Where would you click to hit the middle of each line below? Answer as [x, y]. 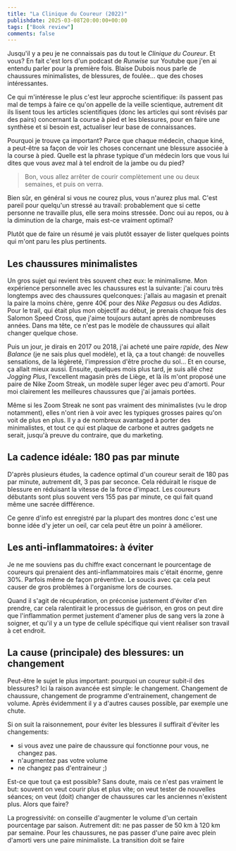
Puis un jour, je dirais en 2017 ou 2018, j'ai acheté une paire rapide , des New [118, 347]
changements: [28, 732]
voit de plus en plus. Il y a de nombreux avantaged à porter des [99, 421]
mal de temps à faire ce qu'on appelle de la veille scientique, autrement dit [115, 105]
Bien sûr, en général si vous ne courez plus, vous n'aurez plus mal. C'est [112, 198]
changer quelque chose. [43, 333]
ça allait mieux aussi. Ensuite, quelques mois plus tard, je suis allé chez [110, 369]
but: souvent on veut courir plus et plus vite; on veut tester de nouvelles [112, 789]
